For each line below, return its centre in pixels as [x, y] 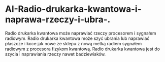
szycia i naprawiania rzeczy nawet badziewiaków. [55, 54]
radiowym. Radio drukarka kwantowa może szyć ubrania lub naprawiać [77, 38]
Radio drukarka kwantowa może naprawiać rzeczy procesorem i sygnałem [81, 33]
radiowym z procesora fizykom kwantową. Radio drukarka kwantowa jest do [82, 49]
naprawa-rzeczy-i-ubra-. [58, 19]
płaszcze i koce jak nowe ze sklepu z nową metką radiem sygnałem [73, 43]
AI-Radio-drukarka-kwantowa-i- [73, 9]
